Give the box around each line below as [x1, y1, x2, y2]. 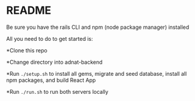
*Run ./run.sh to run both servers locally [6, 88, 109, 95]
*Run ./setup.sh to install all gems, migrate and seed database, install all [6, 70, 187, 77]
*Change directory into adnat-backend [6, 58, 103, 66]
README [6, 4, 52, 17]
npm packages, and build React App [6, 76, 96, 84]
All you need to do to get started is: [6, 35, 93, 42]
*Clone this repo [6, 46, 48, 54]
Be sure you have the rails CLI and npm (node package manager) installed [6, 23, 190, 31]
